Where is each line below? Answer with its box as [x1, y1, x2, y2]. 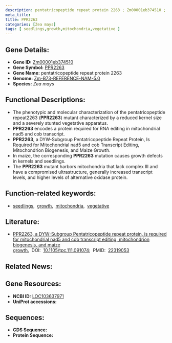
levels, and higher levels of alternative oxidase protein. [12, 174, 128, 180]
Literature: [5, 217, 40, 226]
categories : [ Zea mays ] [5, 21, 56, 27]
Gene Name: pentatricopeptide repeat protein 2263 [12, 70, 122, 76]
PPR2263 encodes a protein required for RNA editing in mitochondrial [12, 125, 160, 131]
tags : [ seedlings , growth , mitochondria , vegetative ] [5, 27, 120, 32]
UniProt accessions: [12, 299, 57, 305]
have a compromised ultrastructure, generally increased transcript [12, 169, 153, 175]
